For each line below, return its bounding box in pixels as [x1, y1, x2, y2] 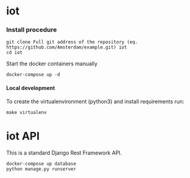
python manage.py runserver [6, 166, 77, 172]
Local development [6, 85, 55, 92]
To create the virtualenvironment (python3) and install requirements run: [6, 98, 185, 105]
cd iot [6, 50, 23, 56]
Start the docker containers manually [6, 60, 98, 67]
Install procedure [6, 26, 57, 34]
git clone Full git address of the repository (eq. [6, 39, 138, 46]
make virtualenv [6, 109, 47, 115]
